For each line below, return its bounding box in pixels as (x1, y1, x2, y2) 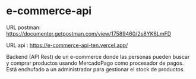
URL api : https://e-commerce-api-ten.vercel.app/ (6, 42, 128, 49)
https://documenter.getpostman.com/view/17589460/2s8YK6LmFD (6, 30, 172, 37)
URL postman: (6, 24, 41, 31)
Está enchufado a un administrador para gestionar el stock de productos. (6, 65, 185, 72)
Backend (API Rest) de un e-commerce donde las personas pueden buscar (6, 53, 190, 60)
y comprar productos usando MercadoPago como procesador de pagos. (6, 59, 184, 67)
